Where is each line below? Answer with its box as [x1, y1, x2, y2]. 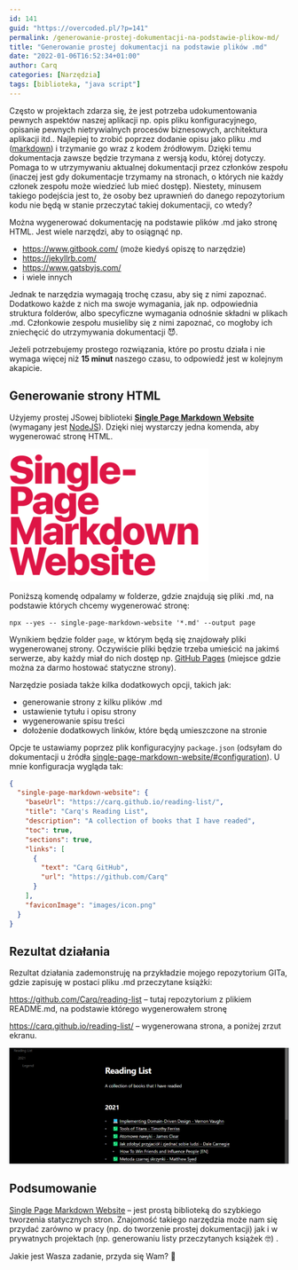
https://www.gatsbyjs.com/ [21, 262, 122, 272]
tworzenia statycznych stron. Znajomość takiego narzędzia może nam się [9, 1214, 278, 1225]
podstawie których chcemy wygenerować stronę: [9, 600, 191, 611]
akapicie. [9, 362, 43, 373]
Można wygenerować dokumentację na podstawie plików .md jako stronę [9, 217, 278, 227]
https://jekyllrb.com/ [21, 253, 98, 264]
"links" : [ [25, 844, 66, 854]
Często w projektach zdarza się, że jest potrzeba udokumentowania [9, 105, 257, 115]
